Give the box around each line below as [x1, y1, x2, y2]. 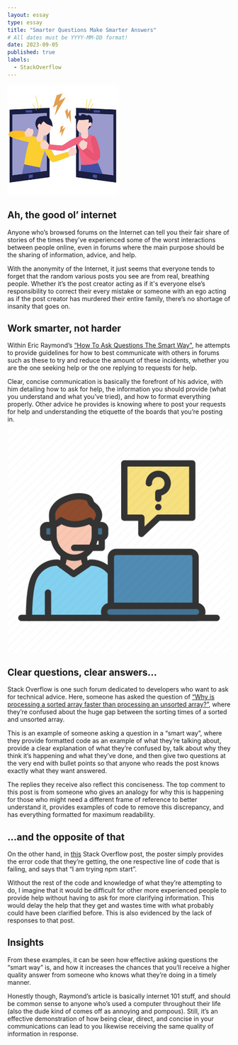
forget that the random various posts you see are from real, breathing [7, 271, 210, 280]
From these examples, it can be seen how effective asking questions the [7, 955, 218, 964]
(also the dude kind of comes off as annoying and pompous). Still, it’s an [7, 1007, 218, 1015]
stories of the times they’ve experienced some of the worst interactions [7, 235, 216, 244]
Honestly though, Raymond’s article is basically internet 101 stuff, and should [7, 992, 231, 1000]
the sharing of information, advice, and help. [7, 250, 137, 259]
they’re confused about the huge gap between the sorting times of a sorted [7, 708, 227, 716]
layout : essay [7, 11, 50, 18]
